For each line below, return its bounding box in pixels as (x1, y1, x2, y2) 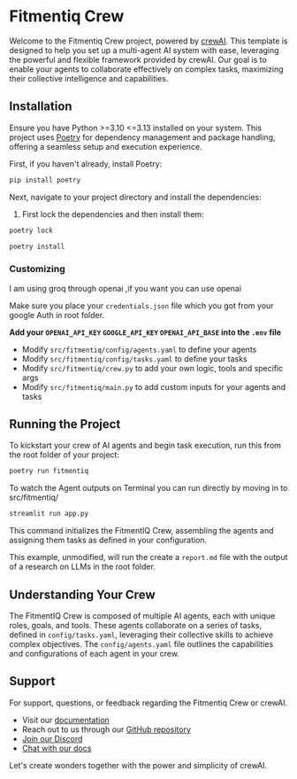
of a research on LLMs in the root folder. (9, 561, 156, 573)
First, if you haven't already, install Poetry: (9, 158, 163, 169)
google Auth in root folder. (9, 309, 104, 320)
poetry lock (9, 226, 53, 235)
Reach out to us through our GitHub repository (21, 724, 192, 735)
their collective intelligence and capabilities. (9, 73, 169, 83)
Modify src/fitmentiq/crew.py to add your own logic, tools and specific (21, 362, 284, 373)
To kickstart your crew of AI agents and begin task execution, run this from (9, 440, 281, 451)
